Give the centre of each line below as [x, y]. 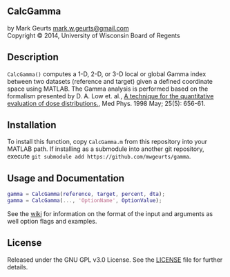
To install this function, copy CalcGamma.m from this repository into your [107, 142]
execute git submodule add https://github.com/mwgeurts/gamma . [99, 157]
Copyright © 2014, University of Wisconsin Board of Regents [94, 35]
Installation [32, 125]
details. [18, 267]
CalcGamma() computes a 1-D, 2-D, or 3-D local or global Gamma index [107, 74]
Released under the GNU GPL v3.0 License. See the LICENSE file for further [115, 260]
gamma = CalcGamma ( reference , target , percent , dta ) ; [86, 194]
